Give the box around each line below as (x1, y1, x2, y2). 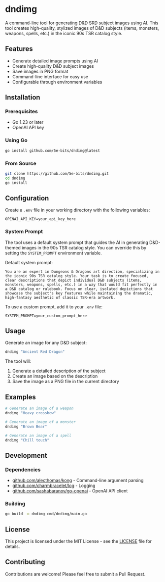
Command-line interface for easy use (12, 73, 89, 80)
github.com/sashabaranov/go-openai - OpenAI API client (12, 488, 128, 494)
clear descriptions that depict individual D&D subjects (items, (5, 278, 142, 283)
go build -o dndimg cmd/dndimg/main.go (5, 511, 87, 517)
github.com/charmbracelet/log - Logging (12, 483, 96, 488)
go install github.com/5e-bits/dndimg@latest (5, 148, 100, 153)
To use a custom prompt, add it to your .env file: (5, 303, 102, 310)
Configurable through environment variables (12, 79, 102, 85)
